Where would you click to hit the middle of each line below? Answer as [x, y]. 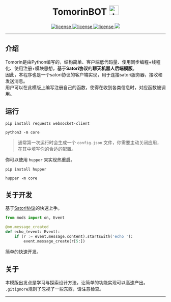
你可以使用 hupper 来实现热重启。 [40, 159]
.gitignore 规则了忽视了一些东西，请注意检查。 [55, 289]
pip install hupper [26, 169]
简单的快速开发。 [23, 252]
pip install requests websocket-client [48, 123]
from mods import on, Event [35, 218]
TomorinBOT [80, 12]
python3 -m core [22, 132]
